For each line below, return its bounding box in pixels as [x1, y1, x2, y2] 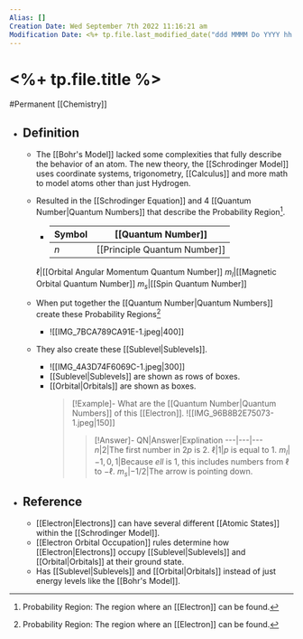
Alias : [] [9, 13, 47, 23]
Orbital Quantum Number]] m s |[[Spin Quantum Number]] [35, 277, 247, 291]
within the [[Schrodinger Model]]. [35, 528, 161, 539]
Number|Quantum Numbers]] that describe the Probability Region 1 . [35, 205, 286, 217]
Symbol [53, 228, 88, 240]
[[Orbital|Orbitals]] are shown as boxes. [49, 381, 197, 391]
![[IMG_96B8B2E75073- [186, 408, 275, 418]
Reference [22, 494, 83, 510]
